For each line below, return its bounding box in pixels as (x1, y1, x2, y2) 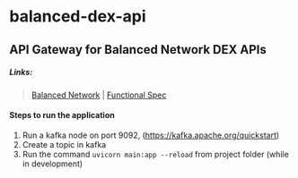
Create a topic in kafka (22, 139, 107, 149)
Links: (9, 67, 33, 78)
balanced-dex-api (9, 6, 146, 27)
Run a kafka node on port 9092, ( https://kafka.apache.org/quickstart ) (22, 130, 280, 140)
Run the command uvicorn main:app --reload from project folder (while (22, 148, 289, 159)
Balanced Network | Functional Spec (31, 89, 167, 100)
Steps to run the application (9, 110, 115, 121)
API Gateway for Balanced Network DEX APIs (9, 42, 267, 57)
